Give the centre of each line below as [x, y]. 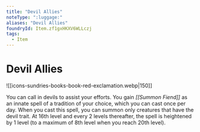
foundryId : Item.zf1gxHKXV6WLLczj [49, 28]
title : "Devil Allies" [34, 12]
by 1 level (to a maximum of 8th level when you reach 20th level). [86, 122]
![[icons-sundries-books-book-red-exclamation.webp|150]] [79, 85]
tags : [13, 34]
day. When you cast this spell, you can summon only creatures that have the [100, 110]
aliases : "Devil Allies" [37, 23]
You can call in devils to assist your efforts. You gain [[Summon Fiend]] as [97, 97]
